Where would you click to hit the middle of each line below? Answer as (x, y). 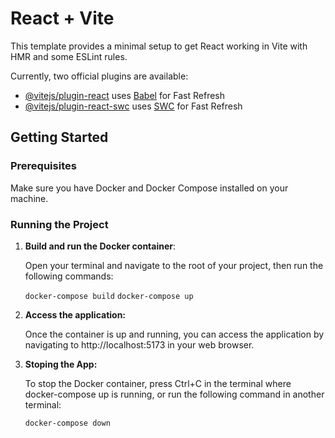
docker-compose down (67, 423)
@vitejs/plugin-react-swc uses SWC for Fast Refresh (133, 106)
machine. (29, 198)
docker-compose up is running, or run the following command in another (174, 394)
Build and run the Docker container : (100, 246)
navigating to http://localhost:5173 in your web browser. (139, 344)
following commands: (69, 276)
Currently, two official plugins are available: (99, 76)
